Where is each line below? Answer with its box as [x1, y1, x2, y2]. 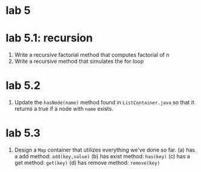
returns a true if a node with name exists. [14, 105, 113, 112]
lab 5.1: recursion [5, 31, 93, 45]
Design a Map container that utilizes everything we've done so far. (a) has [14, 146, 196, 153]
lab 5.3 [5, 126, 40, 140]
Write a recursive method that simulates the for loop [14, 58, 144, 65]
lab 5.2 [5, 79, 40, 92]
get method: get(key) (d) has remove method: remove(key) [14, 159, 161, 166]
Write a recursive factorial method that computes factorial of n [14, 51, 170, 59]
